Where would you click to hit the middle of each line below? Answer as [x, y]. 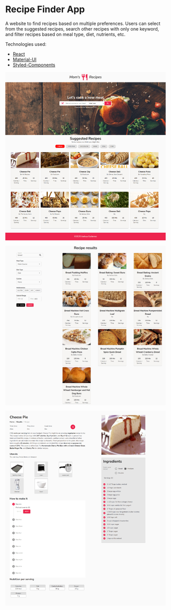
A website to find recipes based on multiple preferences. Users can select [83, 23]
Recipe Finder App [45, 9]
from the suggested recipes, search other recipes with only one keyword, [82, 29]
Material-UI [24, 59]
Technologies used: [26, 44]
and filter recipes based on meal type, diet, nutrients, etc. [65, 34]
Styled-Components [34, 65]
